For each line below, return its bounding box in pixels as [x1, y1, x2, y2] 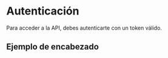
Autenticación [6, 4, 79, 18]
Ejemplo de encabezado [6, 42, 99, 52]
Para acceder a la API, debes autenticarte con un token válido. [6, 24, 163, 31]
